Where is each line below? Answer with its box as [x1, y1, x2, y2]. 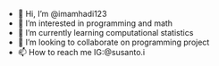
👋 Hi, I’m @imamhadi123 [17, 9, 107, 19]
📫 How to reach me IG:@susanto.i [17, 47, 146, 57]
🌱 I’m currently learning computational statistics [17, 28, 194, 37]
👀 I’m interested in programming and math [17, 18, 173, 29]
